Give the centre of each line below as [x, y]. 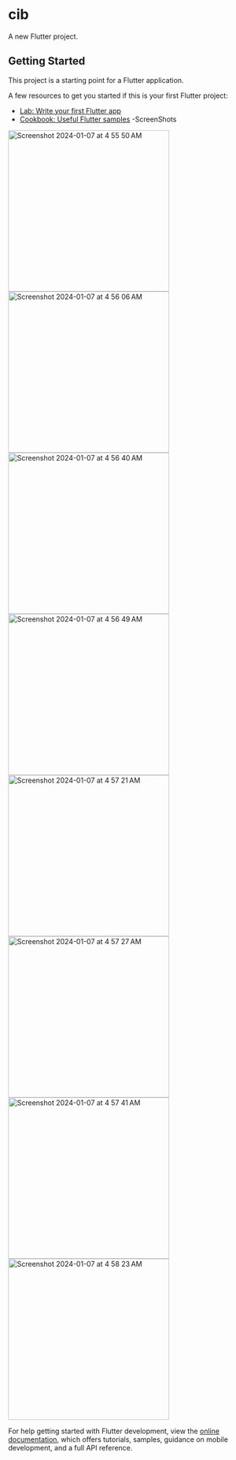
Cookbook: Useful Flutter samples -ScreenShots [98, 119]
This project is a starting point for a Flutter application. [96, 80]
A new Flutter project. [43, 36]
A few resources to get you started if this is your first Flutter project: [118, 95]
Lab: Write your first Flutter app [70, 110]
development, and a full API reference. [70, 1447]
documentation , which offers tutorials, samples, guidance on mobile [118, 1439]
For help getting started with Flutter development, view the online [114, 1431]
